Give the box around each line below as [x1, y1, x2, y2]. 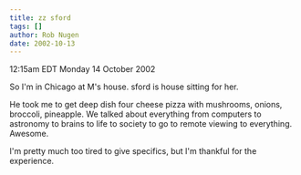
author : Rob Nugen [9, 30, 79, 39]
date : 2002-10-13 [9, 38, 76, 48]
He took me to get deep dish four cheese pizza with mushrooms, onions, [9, 99, 283, 110]
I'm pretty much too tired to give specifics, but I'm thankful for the [9, 146, 257, 157]
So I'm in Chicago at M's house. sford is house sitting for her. [9, 81, 239, 92]
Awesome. [9, 129, 49, 139]
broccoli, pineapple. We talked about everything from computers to [9, 108, 262, 119]
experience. [9, 156, 55, 167]
